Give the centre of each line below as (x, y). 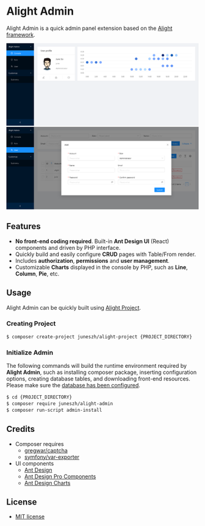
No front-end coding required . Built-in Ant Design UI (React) (92, 241)
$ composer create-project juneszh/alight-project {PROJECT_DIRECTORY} (99, 337)
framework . (21, 34)
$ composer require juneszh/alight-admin (60, 404)
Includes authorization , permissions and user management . (92, 260)
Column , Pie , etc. (37, 274)
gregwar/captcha (46, 450)
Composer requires (39, 444)
